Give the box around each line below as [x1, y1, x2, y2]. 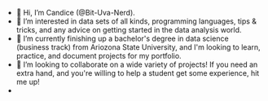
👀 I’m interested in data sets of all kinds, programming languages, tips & [15, 16, 257, 26]
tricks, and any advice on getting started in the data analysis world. [15, 25, 242, 34]
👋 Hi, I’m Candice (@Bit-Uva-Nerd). [15, 8, 136, 17]
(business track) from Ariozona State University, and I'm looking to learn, [15, 42, 261, 52]
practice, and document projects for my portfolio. [15, 51, 182, 60]
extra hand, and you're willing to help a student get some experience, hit [15, 68, 260, 77]
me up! [15, 77, 41, 86]
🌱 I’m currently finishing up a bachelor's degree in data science [15, 33, 230, 43]
